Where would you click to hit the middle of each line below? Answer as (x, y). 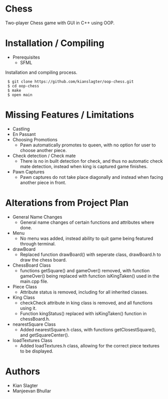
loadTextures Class (32, 340)
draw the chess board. (43, 260)
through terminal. (38, 243)
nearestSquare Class (34, 324)
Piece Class (25, 286)
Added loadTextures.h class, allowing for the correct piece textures (90, 345)
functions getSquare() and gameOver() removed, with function (85, 270)
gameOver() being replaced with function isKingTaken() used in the (90, 276)
